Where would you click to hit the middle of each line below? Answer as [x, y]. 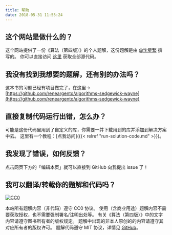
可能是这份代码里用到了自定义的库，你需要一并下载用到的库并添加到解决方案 [86, 129]
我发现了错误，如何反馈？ [46, 154]
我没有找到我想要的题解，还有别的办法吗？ [72, 74]
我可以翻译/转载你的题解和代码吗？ [61, 185]
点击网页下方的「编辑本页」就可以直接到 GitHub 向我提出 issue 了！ [77, 167]
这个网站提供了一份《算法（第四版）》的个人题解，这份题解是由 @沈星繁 [81, 50]
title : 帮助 [17, 10]
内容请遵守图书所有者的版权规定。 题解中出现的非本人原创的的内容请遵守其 [84, 221]
